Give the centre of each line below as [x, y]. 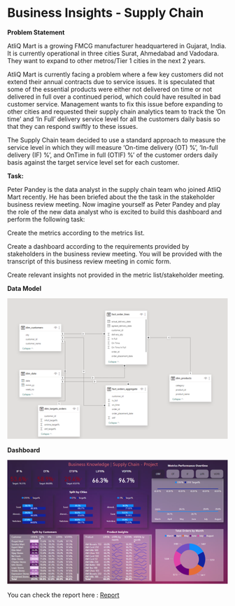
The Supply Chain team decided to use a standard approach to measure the [116, 140]
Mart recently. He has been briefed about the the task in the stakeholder [111, 197]
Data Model [24, 288]
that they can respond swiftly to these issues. [73, 126]
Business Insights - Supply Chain [106, 13]
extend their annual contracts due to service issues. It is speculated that [111, 81]
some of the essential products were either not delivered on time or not [110, 89]
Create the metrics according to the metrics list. [76, 233]
